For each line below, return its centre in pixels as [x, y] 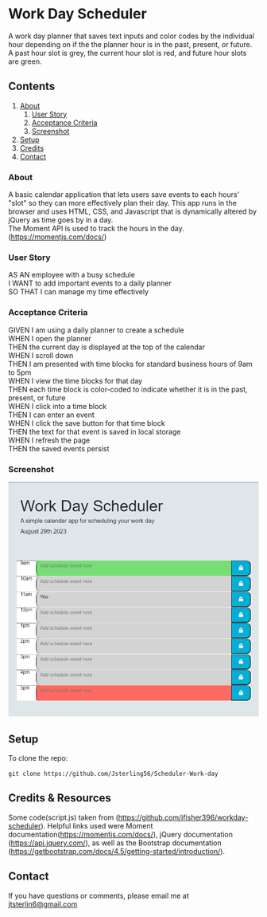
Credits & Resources [60, 798]
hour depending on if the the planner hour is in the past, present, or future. [130, 44]
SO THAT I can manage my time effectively [79, 292]
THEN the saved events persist [59, 448]
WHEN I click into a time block [58, 406]
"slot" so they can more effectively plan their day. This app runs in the [122, 203]
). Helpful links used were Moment [97, 825]
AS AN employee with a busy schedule [72, 275]
